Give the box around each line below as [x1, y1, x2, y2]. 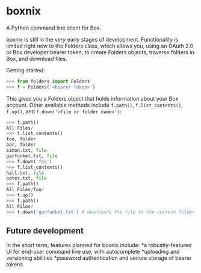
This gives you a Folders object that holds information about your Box [6, 95, 179, 102]
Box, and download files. [6, 55, 67, 62]
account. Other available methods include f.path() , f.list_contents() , [6, 101, 183, 108]
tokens [6, 261, 23, 268]
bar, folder [6, 142, 36, 148]
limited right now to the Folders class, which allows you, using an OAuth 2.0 [6, 42, 194, 49]
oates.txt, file [6, 175, 47, 181]
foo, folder [6, 136, 36, 142]
